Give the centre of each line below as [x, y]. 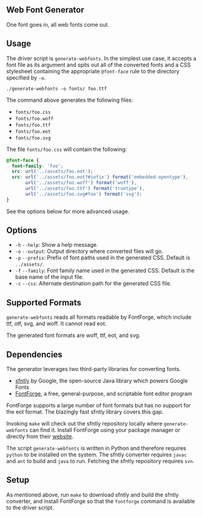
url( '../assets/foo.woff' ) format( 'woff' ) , [81, 183]
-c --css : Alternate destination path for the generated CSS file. [93, 284]
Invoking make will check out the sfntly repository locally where [84, 424]
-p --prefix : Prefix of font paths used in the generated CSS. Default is [103, 258]
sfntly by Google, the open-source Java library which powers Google [101, 381]
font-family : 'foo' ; [38, 166]
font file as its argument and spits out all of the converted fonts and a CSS [99, 65]
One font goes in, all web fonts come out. [58, 24]
